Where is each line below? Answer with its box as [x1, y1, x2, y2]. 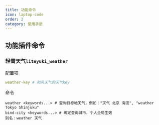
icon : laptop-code [5, 12, 44, 17]
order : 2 [5, 17, 24, 22]
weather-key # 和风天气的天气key [5, 80, 70, 85]
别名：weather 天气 [5, 115, 42, 120]
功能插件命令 [5, 41, 45, 50]
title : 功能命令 [5, 7, 36, 13]
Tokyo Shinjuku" [5, 105, 39, 110]
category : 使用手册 [5, 21, 43, 27]
